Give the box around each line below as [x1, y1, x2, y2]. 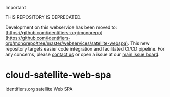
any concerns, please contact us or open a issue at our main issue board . [5, 51, 160, 57]
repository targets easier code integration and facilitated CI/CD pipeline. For [5, 46, 165, 52]
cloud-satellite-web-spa [5, 69, 111, 81]
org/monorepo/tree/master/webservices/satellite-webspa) [5, 40, 128, 46]
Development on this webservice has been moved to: [5, 24, 117, 30]
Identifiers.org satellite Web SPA [5, 86, 73, 92]
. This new [127, 40, 150, 46]
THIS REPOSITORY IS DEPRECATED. [5, 14, 82, 20]
